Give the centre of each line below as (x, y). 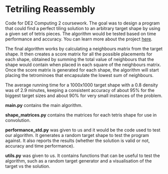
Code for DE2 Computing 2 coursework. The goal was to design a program (82, 23)
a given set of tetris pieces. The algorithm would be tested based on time (81, 33)
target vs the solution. (28, 166)
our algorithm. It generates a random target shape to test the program (77, 135)
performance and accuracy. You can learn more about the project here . (79, 39)
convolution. (18, 120)
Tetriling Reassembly (50, 9)
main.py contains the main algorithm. (44, 105)
